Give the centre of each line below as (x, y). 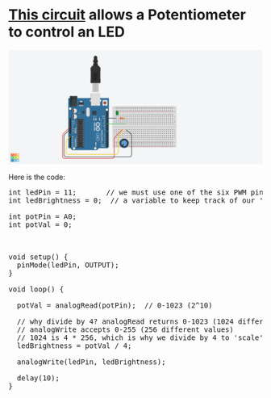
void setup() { (38, 257)
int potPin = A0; (42, 217)
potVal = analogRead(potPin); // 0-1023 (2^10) (115, 306)
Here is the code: (37, 177)
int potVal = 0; (40, 225)
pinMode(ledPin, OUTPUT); (68, 265)
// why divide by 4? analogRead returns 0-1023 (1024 (125, 322)
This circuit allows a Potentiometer (127, 15)
